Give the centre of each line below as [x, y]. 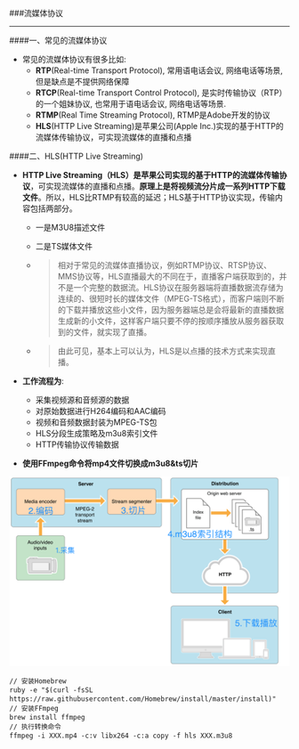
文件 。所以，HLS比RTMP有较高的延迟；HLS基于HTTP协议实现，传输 [149, 197]
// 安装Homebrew [38, 681]
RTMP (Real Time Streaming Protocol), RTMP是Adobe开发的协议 [153, 115]
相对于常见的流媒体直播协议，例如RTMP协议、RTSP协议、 [164, 265]
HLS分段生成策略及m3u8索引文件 [97, 433]
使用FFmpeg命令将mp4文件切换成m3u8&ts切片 [110, 463]
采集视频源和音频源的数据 [82, 400]
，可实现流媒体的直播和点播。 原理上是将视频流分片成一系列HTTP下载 [158, 186]
